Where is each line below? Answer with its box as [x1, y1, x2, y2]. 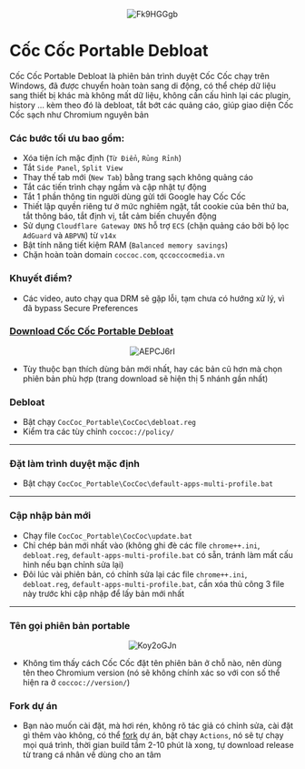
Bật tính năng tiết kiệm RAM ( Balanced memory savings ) [22, 239, 229, 250]
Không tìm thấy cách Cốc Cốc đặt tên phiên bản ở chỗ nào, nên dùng [22, 658, 282, 669]
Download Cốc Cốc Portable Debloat [9, 325, 174, 338]
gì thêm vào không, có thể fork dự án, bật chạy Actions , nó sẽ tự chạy [22, 730, 284, 741]
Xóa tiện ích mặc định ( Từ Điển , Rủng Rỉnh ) [22, 153, 182, 164]
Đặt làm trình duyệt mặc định [9, 458, 141, 471]
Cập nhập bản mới [9, 510, 92, 522]
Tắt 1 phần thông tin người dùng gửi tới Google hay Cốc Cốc [22, 191, 247, 202]
